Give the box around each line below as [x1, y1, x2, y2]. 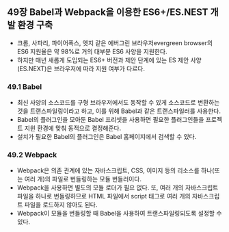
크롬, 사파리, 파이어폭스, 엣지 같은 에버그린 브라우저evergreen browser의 [16, 38, 213, 47]
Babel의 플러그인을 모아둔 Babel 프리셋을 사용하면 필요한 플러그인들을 [16, 116, 204, 124]
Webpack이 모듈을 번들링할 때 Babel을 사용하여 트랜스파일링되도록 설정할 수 [16, 209, 222, 218]
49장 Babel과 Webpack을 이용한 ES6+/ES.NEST [7, 6, 208, 18]
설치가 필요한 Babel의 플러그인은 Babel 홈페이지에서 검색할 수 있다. [16, 133, 197, 141]
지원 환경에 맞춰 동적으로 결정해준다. [24, 124, 122, 132]
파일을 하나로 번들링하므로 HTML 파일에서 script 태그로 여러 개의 [16, 192, 191, 201]
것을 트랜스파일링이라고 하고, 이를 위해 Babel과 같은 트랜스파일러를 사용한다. [16, 107, 221, 115]
